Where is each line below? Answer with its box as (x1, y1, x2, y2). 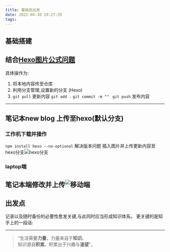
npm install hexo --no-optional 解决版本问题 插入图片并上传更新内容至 (5, 143, 156, 149)
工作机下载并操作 (5, 130, 47, 137)
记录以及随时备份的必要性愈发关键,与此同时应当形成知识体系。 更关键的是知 (5, 213, 163, 220)
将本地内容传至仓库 (12, 80, 53, 86)
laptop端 (5, 163, 27, 170)
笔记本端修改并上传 (5, 180, 65, 189)
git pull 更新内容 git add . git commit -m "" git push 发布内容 (12, 93, 150, 99)
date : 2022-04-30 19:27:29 (5, 12, 62, 17)
